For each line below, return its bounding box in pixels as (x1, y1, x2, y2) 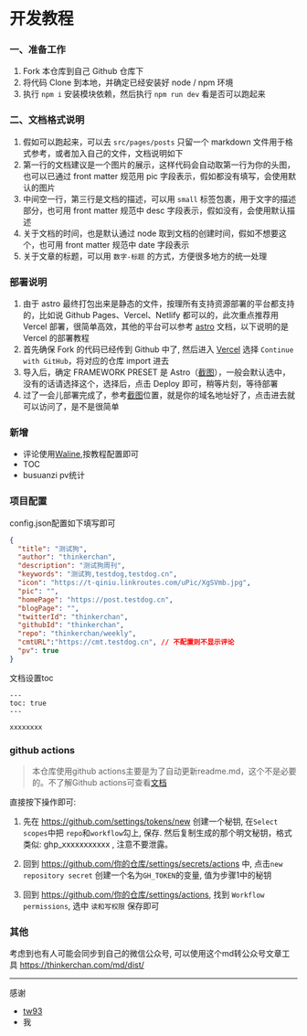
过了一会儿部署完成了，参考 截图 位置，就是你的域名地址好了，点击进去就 (22, 390, 295, 401)
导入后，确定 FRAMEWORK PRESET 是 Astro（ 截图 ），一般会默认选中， (22, 367, 291, 378)
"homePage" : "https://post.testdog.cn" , (17, 595, 174, 604)
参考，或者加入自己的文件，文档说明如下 (30, 147, 184, 158)
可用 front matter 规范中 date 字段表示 (47, 239, 190, 250)
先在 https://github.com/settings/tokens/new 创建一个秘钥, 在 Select (22, 816, 279, 828)
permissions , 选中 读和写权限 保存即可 (22, 901, 160, 912)
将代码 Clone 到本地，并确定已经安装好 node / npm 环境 (22, 77, 234, 88)
